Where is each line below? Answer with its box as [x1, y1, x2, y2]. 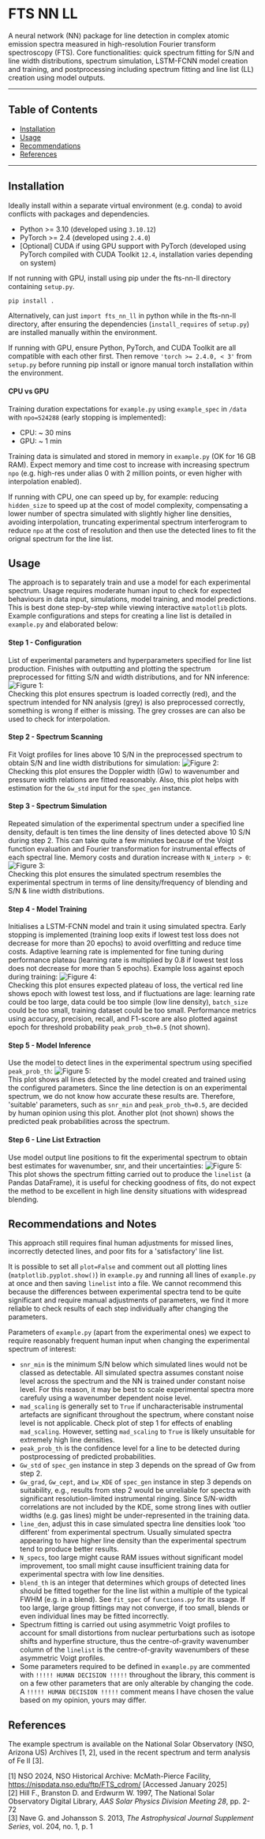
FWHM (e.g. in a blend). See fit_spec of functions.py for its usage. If [19, 1595, 246, 1604]
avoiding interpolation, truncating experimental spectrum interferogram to [8, 517, 248, 526]
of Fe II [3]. [8, 1756, 44, 1766]
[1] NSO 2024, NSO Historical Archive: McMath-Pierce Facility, [8, 1771, 211, 1781]
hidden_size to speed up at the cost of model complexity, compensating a [8, 500, 248, 510]
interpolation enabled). [8, 476, 82, 486]
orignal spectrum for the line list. [8, 534, 114, 543]
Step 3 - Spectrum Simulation [8, 801, 107, 810]
